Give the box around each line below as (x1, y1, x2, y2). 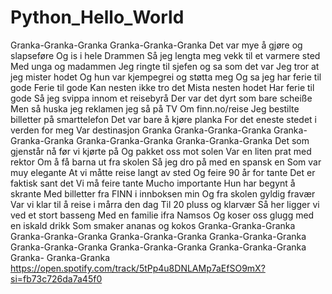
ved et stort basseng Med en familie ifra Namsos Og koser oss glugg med (10, 209, 315, 221)
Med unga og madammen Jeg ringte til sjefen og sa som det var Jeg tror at (10, 60, 320, 72)
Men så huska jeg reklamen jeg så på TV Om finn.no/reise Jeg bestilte (10, 102, 300, 115)
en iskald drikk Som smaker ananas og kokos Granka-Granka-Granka (10, 219, 296, 231)
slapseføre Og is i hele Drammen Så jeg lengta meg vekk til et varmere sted (10, 49, 321, 61)
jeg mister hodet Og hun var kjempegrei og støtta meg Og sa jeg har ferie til (10, 71, 322, 83)
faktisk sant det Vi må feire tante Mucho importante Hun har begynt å (10, 177, 296, 189)
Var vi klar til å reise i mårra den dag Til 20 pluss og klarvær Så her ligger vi (10, 198, 320, 210)
